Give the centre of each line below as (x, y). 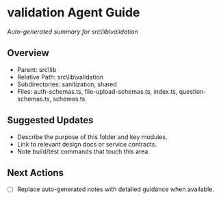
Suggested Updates (50, 120)
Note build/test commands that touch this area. (83, 151)
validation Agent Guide (74, 13)
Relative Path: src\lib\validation (60, 77)
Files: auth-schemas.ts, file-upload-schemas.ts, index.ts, (97, 91)
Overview (28, 53)
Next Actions (35, 173)
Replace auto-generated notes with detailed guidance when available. (115, 189)
